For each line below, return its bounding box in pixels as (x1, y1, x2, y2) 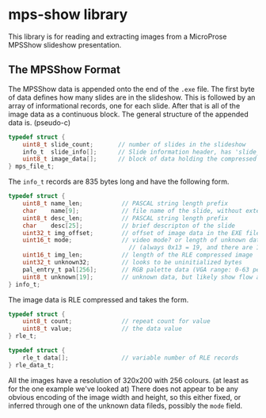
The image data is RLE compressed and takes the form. (8, 294, 189, 304)
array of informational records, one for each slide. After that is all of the (8, 101, 241, 110)
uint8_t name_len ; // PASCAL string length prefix (22, 199, 228, 207)
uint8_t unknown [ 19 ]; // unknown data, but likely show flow (22, 273, 253, 281)
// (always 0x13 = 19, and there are (128, 244, 253, 252)
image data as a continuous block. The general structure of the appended (8, 109, 249, 119)
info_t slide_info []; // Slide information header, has (22, 148, 232, 156)
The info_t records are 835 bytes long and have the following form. (8, 177, 230, 187)
